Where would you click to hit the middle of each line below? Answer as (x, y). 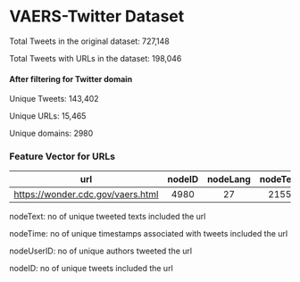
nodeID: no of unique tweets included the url (92, 269)
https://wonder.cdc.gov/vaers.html (86, 195)
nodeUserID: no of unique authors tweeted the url (101, 251)
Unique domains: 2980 (51, 133)
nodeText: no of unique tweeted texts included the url (108, 217)
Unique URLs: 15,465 (48, 116)
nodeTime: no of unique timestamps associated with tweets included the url (149, 234)
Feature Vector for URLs (62, 156)
